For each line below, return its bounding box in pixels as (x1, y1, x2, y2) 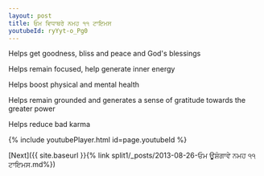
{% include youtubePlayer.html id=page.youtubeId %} (8, 135, 188, 145)
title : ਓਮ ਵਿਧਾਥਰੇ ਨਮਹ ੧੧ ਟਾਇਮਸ (8, 19, 112, 27)
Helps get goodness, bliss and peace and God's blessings (8, 49, 201, 59)
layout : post (8, 11, 52, 20)
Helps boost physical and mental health (8, 80, 139, 89)
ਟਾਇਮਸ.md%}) (8, 160, 56, 170)
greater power (8, 104, 56, 113)
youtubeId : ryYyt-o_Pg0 (8, 27, 89, 35)
